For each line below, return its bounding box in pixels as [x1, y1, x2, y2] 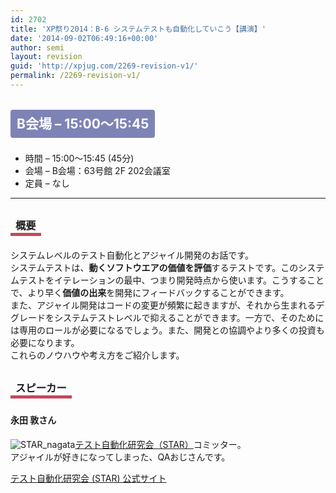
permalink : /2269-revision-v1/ [10, 71, 141, 81]
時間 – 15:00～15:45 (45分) [24, 152, 135, 165]
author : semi [10, 42, 65, 53]
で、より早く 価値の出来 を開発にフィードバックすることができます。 [10, 287, 290, 299]
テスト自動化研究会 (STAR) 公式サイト [10, 472, 167, 485]
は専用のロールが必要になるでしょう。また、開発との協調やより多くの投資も [10, 324, 325, 336]
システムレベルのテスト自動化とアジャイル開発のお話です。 [10, 249, 254, 261]
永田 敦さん [10, 414, 57, 426]
